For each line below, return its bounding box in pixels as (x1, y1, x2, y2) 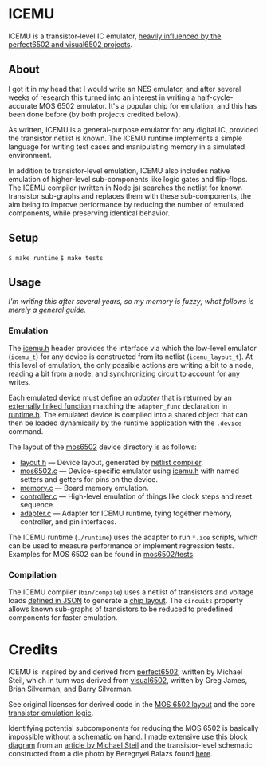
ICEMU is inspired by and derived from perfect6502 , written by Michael (8, 667, 243, 677)
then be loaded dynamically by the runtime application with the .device (8, 418, 242, 428)
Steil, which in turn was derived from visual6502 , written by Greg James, (8, 675, 248, 685)
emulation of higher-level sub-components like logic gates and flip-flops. (8, 174, 248, 184)
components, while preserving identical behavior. (8, 208, 171, 218)
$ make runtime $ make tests (8, 254, 104, 262)
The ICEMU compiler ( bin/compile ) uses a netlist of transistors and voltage (8, 587, 254, 597)
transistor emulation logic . (8, 708, 94, 717)
